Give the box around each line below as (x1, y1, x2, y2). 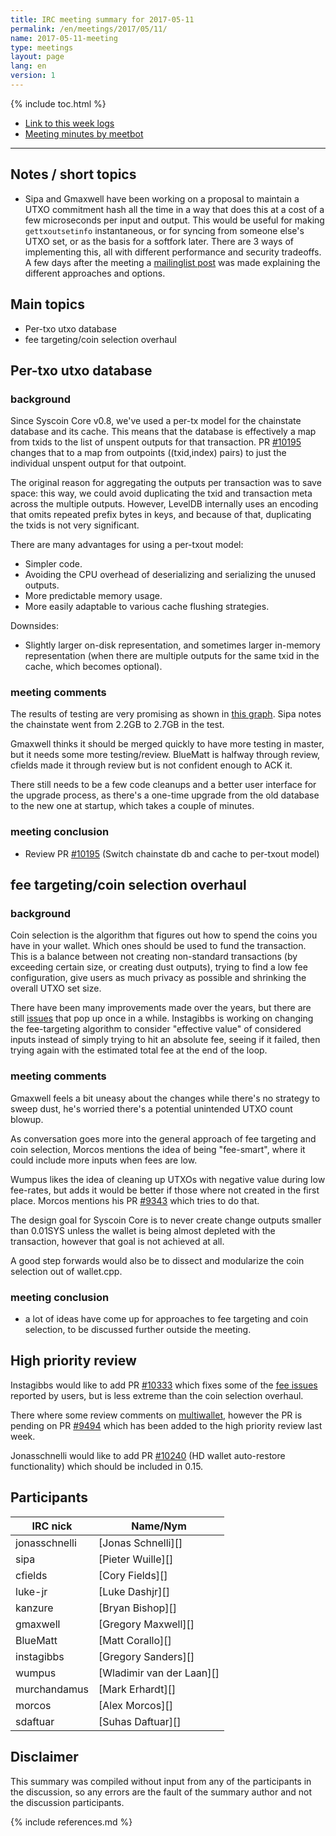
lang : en (10, 61, 47, 71)
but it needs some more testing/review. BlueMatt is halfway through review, (10, 749, 321, 761)
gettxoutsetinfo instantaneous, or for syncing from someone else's (24, 224, 305, 236)
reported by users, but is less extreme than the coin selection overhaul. (10, 1389, 304, 1401)
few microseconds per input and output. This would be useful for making (24, 214, 325, 226)
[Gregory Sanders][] (98, 1649, 195, 1663)
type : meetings (10, 42, 74, 53)
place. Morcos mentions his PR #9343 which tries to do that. (10, 1194, 260, 1206)
